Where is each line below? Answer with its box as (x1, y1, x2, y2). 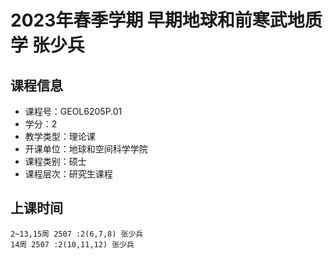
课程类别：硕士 (24, 156, 87, 167)
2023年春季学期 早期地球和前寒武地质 (10, 9, 323, 32)
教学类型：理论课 (24, 131, 96, 142)
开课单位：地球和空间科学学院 (24, 143, 148, 155)
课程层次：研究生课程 (24, 168, 113, 180)
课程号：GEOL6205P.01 (24, 106, 123, 117)
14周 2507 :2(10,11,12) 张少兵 (10, 239, 135, 250)
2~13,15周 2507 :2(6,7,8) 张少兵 (10, 229, 144, 239)
